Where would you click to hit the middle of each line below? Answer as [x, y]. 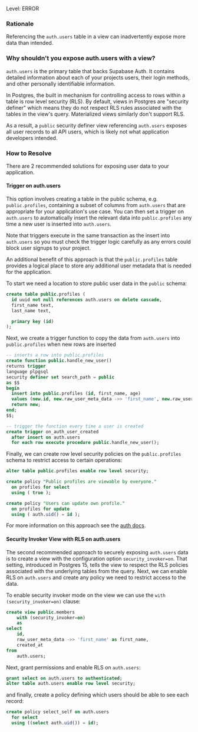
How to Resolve [29, 153]
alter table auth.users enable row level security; [71, 684]
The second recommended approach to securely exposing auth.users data [97, 552]
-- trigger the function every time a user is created [75, 426]
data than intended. [30, 43]
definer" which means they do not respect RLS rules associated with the [94, 107]
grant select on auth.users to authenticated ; [64, 678]
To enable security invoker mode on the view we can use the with [86, 595]
